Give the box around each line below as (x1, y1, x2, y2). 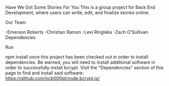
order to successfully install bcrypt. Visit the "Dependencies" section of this (5, 65, 164, 70)
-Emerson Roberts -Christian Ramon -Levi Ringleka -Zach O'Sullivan (5, 29, 148, 35)
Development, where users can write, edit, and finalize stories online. (5, 10, 150, 16)
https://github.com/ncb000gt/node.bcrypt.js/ (5, 75, 100, 81)
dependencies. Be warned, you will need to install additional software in (5, 59, 156, 65)
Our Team (5, 20, 26, 25)
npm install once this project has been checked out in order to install (5, 54, 149, 60)
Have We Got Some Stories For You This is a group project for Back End (5, 5, 156, 10)
